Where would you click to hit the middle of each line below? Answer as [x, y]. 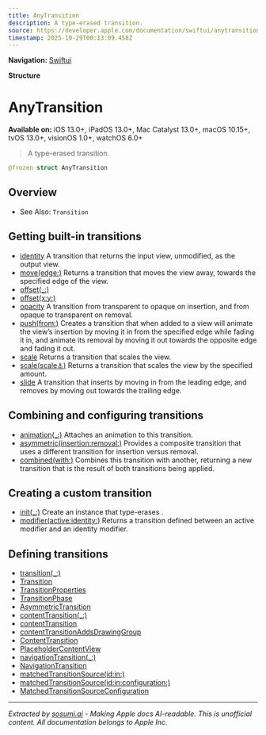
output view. [40, 264]
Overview [33, 192]
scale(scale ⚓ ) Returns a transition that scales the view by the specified [136, 365]
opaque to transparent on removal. [76, 315]
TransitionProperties [53, 590]
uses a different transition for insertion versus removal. [109, 451]
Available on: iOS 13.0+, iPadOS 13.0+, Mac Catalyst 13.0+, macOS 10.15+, [129, 130]
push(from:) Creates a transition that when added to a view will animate [136, 323]
